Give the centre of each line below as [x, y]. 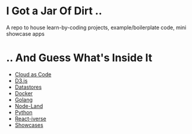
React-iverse [30, 119]
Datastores [28, 87]
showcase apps [25, 33]
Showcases [29, 125]
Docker [24, 93]
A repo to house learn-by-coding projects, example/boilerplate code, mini [96, 27]
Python [23, 112]
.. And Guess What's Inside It [79, 58]
